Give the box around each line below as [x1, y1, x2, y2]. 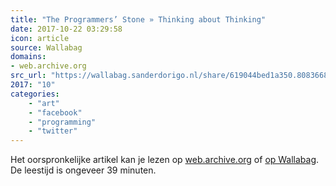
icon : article [10, 33, 70, 43]
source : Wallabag [10, 42, 83, 53]
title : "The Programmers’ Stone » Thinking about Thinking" [10, 14, 267, 25]
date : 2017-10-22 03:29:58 [10, 24, 123, 34]
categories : [10, 89, 60, 99]
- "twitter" [28, 126, 78, 136]
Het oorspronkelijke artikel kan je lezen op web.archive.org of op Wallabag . [10, 154, 320, 166]
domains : [10, 52, 47, 62]
